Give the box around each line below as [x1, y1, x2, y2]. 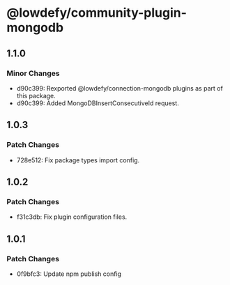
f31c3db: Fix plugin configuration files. [16, 213, 128, 221]
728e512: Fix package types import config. [16, 155, 140, 164]
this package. [16, 91, 56, 100]
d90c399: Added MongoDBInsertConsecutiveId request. [16, 99, 179, 107]
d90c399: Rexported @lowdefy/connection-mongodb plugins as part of [16, 84, 224, 92]
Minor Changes [6, 68, 60, 78]
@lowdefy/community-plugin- [6, 5, 187, 21]
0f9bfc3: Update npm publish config [16, 270, 122, 278]
